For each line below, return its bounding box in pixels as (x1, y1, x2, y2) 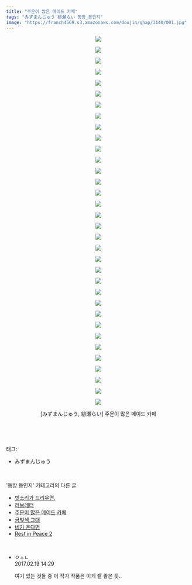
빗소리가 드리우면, (14, 494, 56, 502)
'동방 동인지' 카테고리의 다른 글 (6, 482, 77, 489)
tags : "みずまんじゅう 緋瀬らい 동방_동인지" (6, 14, 104, 20)
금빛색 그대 (14, 516, 40, 523)
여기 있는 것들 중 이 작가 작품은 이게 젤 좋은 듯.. (14, 573, 122, 580)
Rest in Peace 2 (14, 530, 53, 537)
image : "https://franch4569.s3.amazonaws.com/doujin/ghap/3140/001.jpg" (6, 19, 187, 25)
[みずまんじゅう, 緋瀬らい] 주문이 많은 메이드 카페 (40, 410, 157, 417)
